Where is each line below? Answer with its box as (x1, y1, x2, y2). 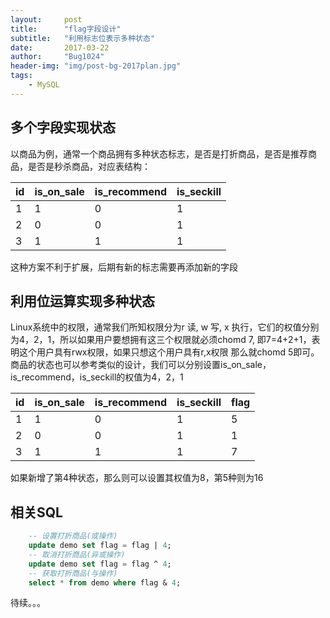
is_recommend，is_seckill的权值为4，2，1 (10, 371, 184, 383)
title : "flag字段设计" (10, 24, 122, 34)
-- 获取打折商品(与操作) (28, 568, 118, 578)
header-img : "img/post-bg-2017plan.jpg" (10, 61, 182, 71)
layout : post (10, 14, 83, 25)
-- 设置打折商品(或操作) (28, 531, 118, 541)
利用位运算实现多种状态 (10, 292, 155, 310)
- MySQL (28, 80, 60, 90)
